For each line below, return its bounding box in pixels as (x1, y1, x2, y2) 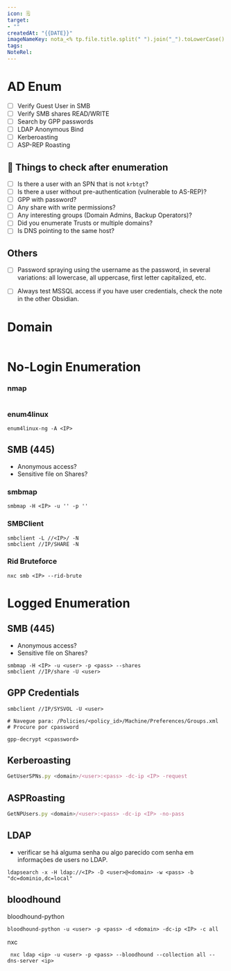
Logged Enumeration (7, 595, 130, 611)
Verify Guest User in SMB (17, 101, 91, 110)
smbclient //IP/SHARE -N (7, 540, 79, 548)
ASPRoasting (7, 792, 66, 804)
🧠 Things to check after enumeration (7, 161, 169, 173)
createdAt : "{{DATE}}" (7, 29, 73, 37)
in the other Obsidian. (17, 295, 80, 303)
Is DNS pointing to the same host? (17, 227, 114, 235)
